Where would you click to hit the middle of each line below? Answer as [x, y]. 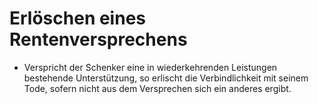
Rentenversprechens [98, 39]
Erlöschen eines [77, 18]
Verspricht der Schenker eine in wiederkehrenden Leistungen [150, 67]
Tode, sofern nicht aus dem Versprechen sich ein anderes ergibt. [157, 88]
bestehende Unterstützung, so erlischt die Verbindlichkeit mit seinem [166, 78]
